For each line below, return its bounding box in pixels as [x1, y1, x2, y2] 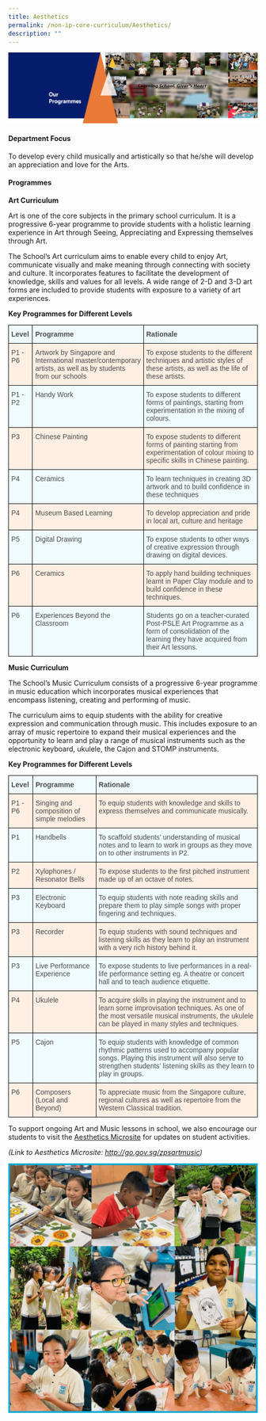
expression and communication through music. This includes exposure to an [8, 719, 257, 729]
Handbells [35, 832, 67, 842]
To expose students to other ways [146, 535, 249, 544]
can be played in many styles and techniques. [98, 1019, 239, 1029]
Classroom [35, 619, 69, 628]
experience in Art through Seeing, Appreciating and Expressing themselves [8, 228, 253, 238]
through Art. [8, 236, 48, 246]
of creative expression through [146, 543, 240, 552]
